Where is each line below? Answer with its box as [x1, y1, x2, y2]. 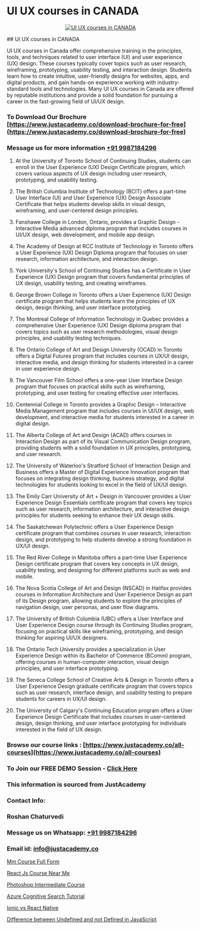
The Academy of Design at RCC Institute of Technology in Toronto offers [15, 243, 194, 250]
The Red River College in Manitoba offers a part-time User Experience [15, 554, 187, 561]
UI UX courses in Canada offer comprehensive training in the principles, [7, 47, 183, 54]
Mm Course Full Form [7, 858, 60, 865]
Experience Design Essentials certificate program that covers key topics [15, 499, 192, 506]
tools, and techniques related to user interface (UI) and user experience [7, 53, 183, 60]
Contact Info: [7, 796, 46, 804]
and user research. [15, 451, 62, 458]
